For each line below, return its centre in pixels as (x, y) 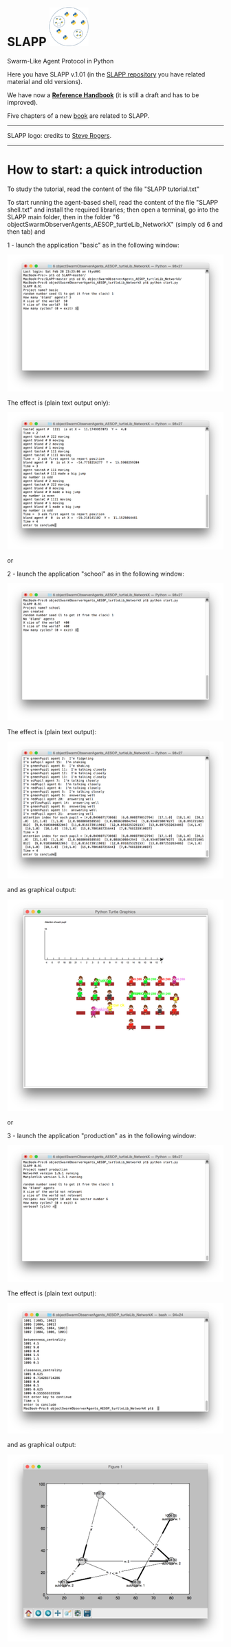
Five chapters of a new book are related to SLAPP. (78, 115)
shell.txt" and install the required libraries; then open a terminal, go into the (113, 210)
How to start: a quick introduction (105, 170)
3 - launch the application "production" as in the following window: (102, 1135)
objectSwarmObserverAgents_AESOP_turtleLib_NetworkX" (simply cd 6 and (115, 224)
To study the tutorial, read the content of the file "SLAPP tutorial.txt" (103, 189)
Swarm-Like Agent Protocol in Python (60, 61)
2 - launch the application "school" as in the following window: (96, 574)
